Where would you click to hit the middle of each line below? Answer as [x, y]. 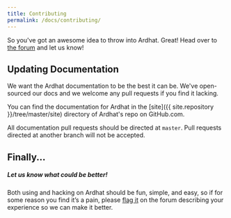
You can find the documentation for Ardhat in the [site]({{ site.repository [111, 107]
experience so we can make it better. [60, 207]
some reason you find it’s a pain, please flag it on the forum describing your [115, 200]
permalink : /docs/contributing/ [54, 20]
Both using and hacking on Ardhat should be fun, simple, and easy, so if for [115, 192]
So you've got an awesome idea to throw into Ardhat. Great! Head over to [112, 40]
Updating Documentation [63, 69]
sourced [19, 93]
